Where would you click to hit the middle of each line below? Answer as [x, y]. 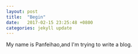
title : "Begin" [26, 17]
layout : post [22, 11]
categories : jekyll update [39, 28]
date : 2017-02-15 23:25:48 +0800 [50, 22]
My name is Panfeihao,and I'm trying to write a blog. [69, 45]
